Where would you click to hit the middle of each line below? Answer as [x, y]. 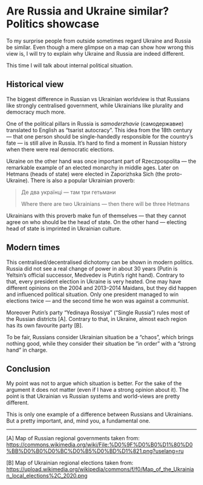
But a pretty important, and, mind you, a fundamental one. [78, 421]
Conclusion [28, 368]
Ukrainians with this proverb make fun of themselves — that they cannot [96, 216]
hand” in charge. [27, 350]
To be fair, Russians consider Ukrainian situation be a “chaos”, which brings [100, 337]
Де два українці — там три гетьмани [68, 192]
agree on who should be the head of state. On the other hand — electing [97, 222]
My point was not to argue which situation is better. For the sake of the [94, 383]
